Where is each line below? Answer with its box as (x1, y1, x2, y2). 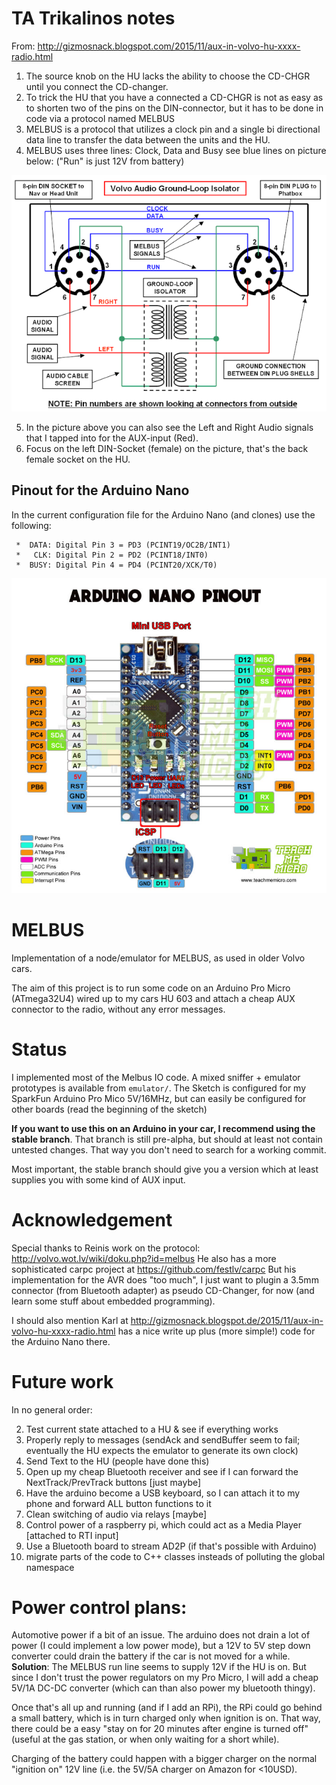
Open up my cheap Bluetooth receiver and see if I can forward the (25, 1465, 299, 1477)
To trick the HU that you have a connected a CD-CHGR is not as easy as (25, 91, 324, 103)
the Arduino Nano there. (11, 1335, 111, 1347)
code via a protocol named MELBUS (25, 112, 175, 124)
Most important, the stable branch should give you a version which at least (11, 1163, 319, 1175)
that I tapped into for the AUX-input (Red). (25, 432, 199, 444)
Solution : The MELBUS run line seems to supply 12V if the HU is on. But (11, 1661, 307, 1673)
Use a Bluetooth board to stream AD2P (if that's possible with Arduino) (25, 1540, 318, 1552)
